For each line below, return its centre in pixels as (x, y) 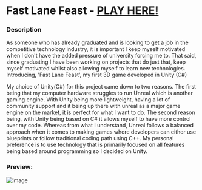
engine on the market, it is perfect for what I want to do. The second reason (101, 112)
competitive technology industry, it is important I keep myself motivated (96, 49)
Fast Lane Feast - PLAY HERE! (82, 11)
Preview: (20, 167)
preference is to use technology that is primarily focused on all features (96, 145)
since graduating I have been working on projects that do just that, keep (96, 62)
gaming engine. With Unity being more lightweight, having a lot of (88, 100)
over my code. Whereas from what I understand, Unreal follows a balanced (100, 126)
